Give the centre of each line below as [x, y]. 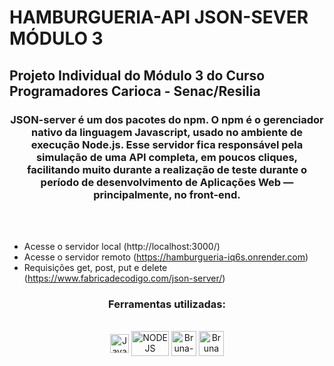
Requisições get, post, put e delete [95, 267]
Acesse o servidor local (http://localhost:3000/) [122, 246]
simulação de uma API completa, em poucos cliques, [167, 157]
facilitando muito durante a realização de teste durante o [167, 169]
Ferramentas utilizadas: [167, 304]
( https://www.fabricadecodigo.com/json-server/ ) [124, 278]
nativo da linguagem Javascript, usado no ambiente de [167, 132]
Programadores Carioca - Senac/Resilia [135, 91]
